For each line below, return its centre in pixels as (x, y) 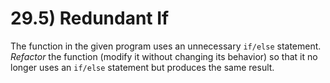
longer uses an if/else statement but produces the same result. (142, 67)
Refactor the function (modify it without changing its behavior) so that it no (164, 56)
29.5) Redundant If (90, 18)
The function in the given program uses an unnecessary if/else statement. (166, 46)
